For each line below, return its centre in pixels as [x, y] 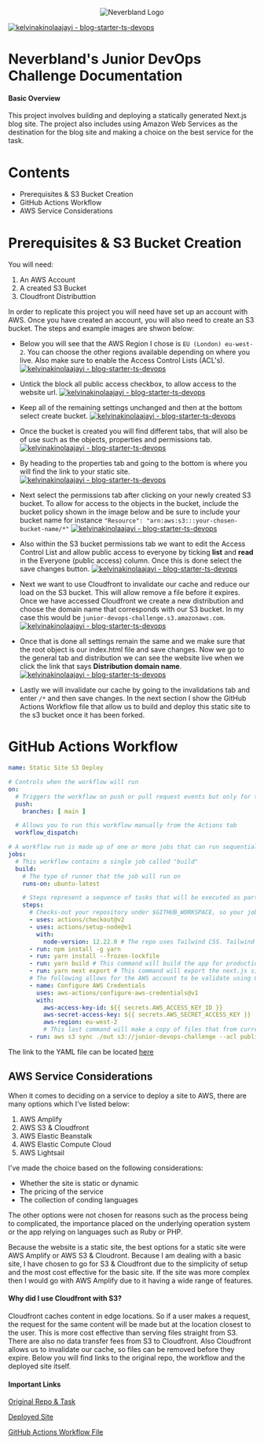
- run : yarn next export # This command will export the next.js [138, 971]
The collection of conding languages [79, 1199]
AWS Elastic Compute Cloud [65, 1144]
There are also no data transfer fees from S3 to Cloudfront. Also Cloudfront [130, 1341]
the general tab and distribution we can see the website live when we [132, 658]
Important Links [35, 1384]
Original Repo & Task [42, 1402]
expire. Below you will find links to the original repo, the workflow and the [127, 1357]
